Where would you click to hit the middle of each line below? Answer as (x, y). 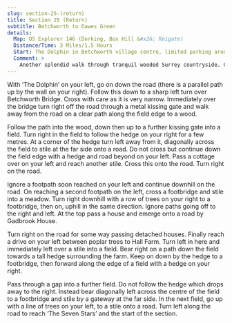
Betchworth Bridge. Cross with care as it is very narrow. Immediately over (112, 99)
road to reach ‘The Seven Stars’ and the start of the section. (92, 313)
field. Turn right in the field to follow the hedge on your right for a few (106, 134)
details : (20, 33)
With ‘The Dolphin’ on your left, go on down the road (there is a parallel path (115, 84)
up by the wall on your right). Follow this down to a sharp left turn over (107, 92)
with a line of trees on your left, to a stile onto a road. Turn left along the (109, 306)
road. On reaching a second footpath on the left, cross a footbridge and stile (116, 191)
